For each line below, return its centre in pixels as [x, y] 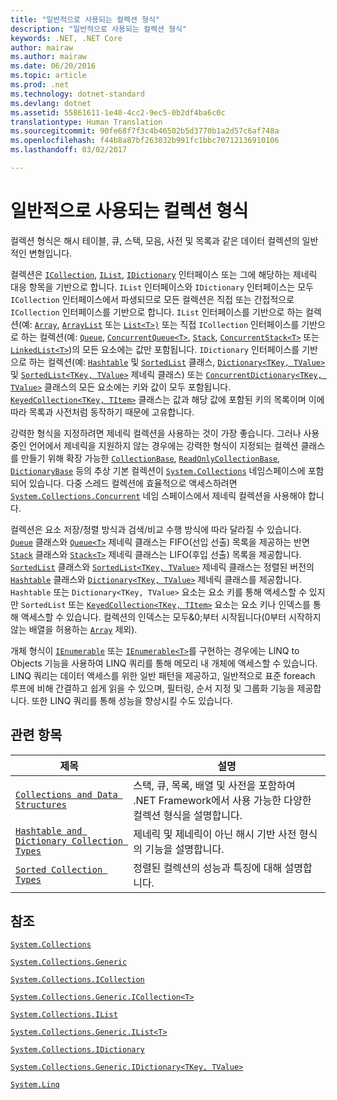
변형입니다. [50, 253]
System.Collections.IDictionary [77, 1050]
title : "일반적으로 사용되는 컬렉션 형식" [85, 19]
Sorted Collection [59, 869]
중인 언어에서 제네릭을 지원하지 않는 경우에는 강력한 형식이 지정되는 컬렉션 [154, 445]
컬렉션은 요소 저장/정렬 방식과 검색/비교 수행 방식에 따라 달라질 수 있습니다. [156, 529]
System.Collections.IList [64, 1015]
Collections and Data [66, 794]
